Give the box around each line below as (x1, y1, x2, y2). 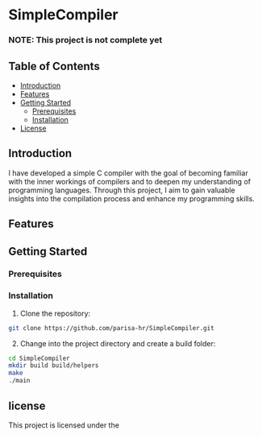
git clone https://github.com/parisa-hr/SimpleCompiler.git (8, 324, 215, 332)
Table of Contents (8, 59, 101, 73)
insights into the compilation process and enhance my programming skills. (8, 193, 256, 203)
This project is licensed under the (8, 420, 119, 430)
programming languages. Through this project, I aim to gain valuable (8, 185, 235, 195)
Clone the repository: (19, 308, 91, 318)
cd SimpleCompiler (8, 354, 70, 362)
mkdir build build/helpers (8, 362, 99, 370)
